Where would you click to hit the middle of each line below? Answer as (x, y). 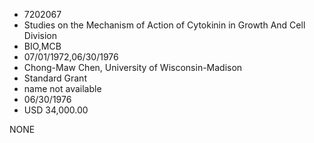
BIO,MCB (42, 46)
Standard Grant (55, 78)
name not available (62, 88)
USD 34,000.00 (56, 110)
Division (40, 35)
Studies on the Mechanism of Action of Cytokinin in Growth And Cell (164, 25)
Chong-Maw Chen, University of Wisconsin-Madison (133, 67)
